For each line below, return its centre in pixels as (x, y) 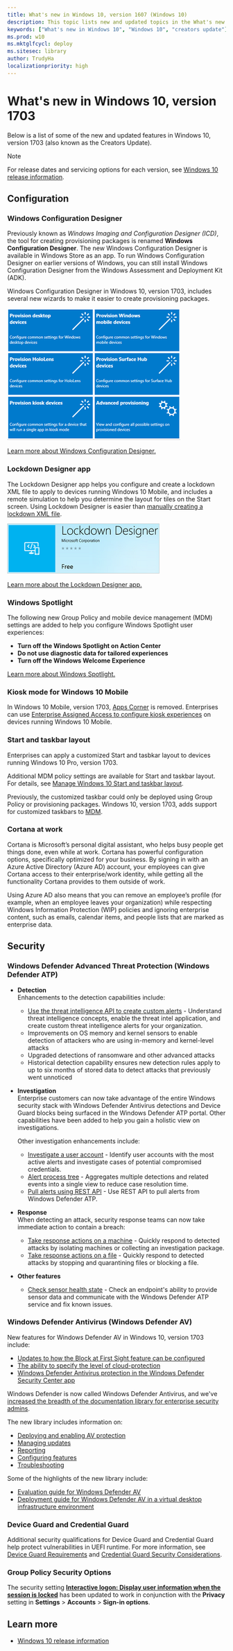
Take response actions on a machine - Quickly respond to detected (123, 1241)
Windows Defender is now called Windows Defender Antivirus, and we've (112, 1393)
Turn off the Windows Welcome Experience (81, 661)
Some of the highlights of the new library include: (78, 1478)
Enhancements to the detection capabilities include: (91, 997)
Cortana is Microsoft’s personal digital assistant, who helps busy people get (115, 845)
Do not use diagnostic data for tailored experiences (93, 653)
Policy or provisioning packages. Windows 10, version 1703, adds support (112, 804)
